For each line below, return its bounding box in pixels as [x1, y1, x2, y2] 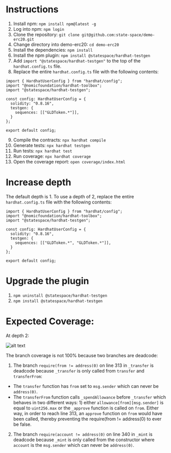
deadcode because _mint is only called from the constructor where [13, 437, 155, 443]
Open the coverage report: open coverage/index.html [13, 158, 126, 164]
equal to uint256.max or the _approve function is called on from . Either [13, 405, 159, 411]
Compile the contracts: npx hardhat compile [13, 137, 106, 143]
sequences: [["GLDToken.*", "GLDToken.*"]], [15, 240, 111, 245]
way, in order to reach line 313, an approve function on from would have [13, 410, 163, 416]
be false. [13, 421, 32, 427]
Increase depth [6, 177, 71, 188]
